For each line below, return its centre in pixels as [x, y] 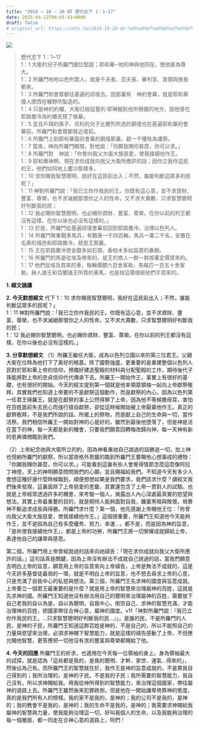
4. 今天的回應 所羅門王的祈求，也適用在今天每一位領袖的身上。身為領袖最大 [98, 653]
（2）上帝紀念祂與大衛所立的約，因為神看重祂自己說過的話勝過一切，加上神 [99, 450]
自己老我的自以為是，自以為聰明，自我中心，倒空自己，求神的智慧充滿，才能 [99, 604]
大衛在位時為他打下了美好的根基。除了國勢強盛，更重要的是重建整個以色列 [97, 363]
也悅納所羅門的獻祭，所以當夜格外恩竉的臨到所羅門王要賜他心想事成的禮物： [99, 457]
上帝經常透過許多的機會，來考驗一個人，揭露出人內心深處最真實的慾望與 [105, 494]
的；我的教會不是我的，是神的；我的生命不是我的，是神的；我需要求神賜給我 [99, 705]
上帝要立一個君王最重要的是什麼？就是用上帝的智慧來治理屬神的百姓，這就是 [99, 589]
